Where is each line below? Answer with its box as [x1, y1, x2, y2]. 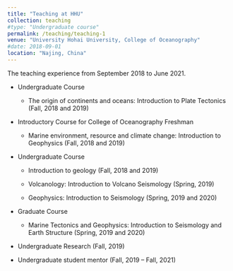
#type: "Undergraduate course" [7, 23, 100, 30]
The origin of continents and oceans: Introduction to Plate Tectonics [28, 96, 226, 104]
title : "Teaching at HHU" [7, 10, 83, 18]
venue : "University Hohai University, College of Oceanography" [7, 37, 201, 44]
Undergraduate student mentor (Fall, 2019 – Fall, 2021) [17, 255, 177, 264]
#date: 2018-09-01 [7, 43, 61, 50]
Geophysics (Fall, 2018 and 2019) [28, 138, 126, 147]
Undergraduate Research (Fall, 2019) [17, 241, 125, 251]
